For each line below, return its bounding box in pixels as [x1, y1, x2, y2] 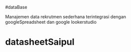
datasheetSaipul [5, 37, 75, 48]
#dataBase [5, 4, 27, 10]
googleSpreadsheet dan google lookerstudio [5, 19, 97, 25]
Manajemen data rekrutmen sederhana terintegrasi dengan [5, 14, 126, 19]
